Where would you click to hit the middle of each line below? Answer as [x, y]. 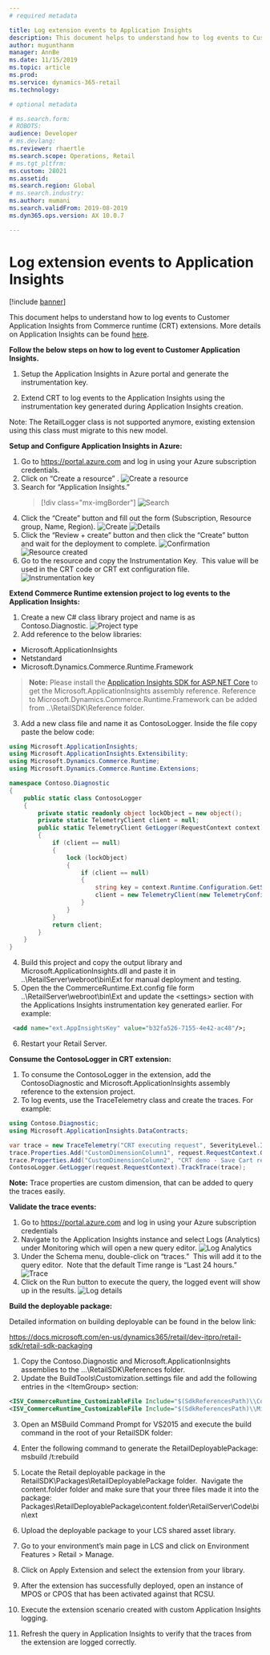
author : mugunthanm [42, 45]
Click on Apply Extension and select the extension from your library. [133, 1570]
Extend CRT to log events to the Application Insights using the [123, 398]
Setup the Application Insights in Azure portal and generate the [125, 373]
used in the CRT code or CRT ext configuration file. [105, 569]
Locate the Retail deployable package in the [93, 1472]
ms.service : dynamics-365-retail [65, 82]
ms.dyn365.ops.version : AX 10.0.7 [67, 216]
